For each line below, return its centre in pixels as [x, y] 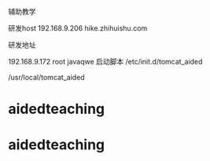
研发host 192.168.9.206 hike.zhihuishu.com [78, 28]
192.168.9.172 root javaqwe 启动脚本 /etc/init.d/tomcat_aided [105, 62]
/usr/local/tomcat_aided [46, 77]
